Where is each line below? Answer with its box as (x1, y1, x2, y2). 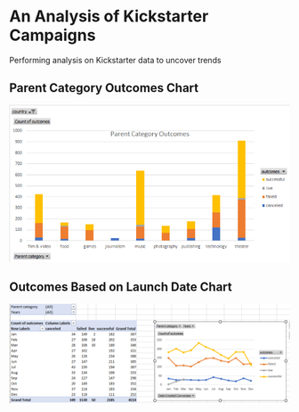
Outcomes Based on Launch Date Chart (9, 279, 233, 295)
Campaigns (9, 25, 96, 45)
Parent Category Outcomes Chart (9, 80, 199, 95)
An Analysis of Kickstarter (9, 6, 209, 27)
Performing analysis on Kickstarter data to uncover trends (9, 54, 222, 65)
